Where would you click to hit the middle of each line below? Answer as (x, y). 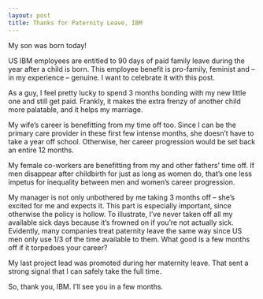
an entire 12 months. (41, 150)
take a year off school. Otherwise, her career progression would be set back (132, 141)
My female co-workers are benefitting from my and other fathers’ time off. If (131, 165)
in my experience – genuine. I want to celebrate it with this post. (111, 77)
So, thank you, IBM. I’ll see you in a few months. (86, 286)
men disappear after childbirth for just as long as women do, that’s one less (130, 174)
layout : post (30, 15)
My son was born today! (47, 45)
